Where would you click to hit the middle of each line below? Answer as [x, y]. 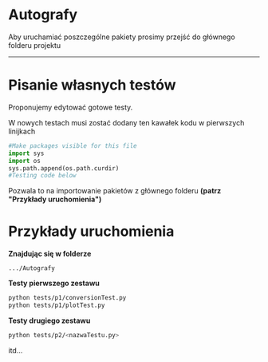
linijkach [22, 131]
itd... [16, 350]
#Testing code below [43, 176]
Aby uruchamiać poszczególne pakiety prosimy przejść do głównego [122, 37]
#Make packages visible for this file [73, 145]
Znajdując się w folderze [50, 254]
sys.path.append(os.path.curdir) [64, 168]
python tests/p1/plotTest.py [57, 305]
